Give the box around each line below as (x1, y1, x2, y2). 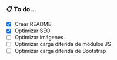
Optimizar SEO (14, 27, 51, 34)
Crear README (14, 21, 52, 28)
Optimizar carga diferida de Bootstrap (14, 47, 106, 54)
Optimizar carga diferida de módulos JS (14, 41, 112, 48)
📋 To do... (6, 5, 36, 13)
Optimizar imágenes (14, 34, 63, 41)
